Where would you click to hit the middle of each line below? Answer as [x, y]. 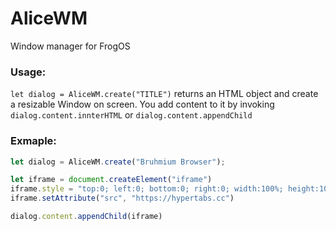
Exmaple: [33, 141]
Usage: [28, 72]
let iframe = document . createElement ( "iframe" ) [111, 180]
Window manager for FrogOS [70, 46]
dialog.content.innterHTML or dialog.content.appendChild [131, 115]
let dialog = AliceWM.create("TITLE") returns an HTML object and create [164, 94]
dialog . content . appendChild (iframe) [86, 217]
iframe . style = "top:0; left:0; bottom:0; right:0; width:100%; [147, 189]
